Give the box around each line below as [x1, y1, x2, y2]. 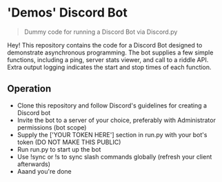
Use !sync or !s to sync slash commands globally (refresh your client [17, 152, 212, 161]
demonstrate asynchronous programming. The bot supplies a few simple [7, 48, 214, 57]
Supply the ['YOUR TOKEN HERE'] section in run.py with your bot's [17, 130, 208, 139]
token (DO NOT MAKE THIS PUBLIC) [17, 138, 121, 146]
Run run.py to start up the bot [17, 145, 101, 153]
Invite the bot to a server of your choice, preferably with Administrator [17, 116, 216, 124]
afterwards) [17, 160, 50, 168]
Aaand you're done [17, 167, 72, 175]
